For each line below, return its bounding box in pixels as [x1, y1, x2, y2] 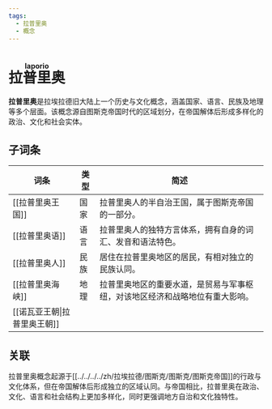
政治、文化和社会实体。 [8, 117, 87, 126]
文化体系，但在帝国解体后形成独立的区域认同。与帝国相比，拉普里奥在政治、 [8, 381, 264, 391]
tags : [8, 11, 27, 20]
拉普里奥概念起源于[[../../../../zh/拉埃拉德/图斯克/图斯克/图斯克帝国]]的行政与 [8, 371, 261, 381]
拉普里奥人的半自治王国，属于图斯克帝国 [100, 197, 254, 208]
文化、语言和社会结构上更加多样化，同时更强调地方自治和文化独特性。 [8, 391, 243, 401]
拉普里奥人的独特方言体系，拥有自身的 [100, 224, 246, 236]
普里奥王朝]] [12, 318, 60, 330]
